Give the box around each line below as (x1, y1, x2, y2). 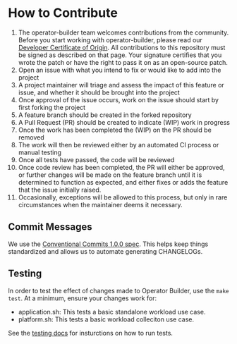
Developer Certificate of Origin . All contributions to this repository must (18, 43, 226, 51)
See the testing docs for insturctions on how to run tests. (8, 328, 174, 337)
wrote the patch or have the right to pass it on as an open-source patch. (18, 58, 228, 66)
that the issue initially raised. (18, 185, 102, 194)
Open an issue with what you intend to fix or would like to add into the (18, 66, 221, 74)
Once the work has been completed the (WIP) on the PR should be (18, 125, 212, 134)
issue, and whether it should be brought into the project (18, 88, 181, 97)
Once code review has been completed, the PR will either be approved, (18, 163, 225, 171)
